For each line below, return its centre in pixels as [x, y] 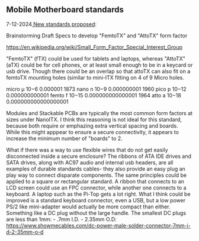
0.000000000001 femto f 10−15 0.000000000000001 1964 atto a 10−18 [94, 95]
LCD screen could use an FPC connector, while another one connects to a [96, 188]
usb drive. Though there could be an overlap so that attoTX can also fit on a [98, 71]
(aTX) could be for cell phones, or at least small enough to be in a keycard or [99, 65]
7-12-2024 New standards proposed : [51, 24]
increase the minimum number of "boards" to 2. [64, 138]
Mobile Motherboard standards [65, 10]
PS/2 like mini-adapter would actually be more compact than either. [88, 207]
